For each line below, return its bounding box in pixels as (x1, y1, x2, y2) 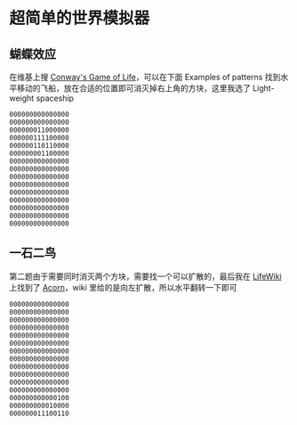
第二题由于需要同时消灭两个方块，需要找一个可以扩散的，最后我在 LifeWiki (9, 271, 282, 282)
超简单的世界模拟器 (9, 8, 150, 29)
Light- (252, 83, 275, 94)
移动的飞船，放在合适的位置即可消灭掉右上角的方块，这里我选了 (16, 83, 251, 94)
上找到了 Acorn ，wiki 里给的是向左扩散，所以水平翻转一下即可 (9, 282, 237, 292)
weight (9, 93, 35, 103)
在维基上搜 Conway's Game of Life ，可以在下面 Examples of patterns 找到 (9, 72, 281, 82)
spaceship (36, 93, 74, 103)
